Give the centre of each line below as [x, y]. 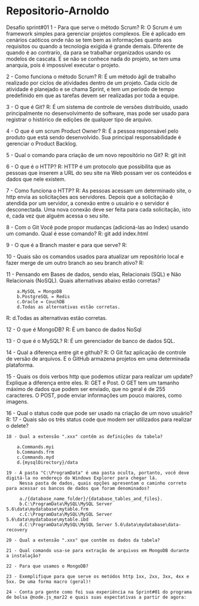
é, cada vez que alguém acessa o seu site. [58, 216]
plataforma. [20, 365]
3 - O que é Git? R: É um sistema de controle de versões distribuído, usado [97, 107]
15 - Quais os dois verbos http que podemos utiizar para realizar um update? [99, 376]
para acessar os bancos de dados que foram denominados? [78, 488]
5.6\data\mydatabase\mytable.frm [47, 509]
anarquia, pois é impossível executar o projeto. [63, 65]
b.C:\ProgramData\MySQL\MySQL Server [66, 504]
